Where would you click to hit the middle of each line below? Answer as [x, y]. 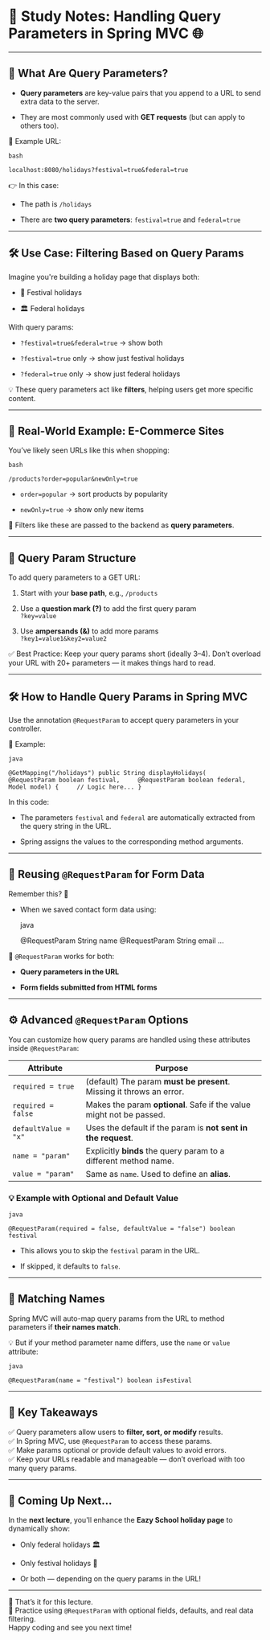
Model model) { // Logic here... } [75, 787]
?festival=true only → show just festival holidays [102, 358]
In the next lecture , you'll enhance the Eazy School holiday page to [121, 1520]
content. [22, 398]
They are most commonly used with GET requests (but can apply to [132, 117]
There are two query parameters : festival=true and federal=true [130, 219]
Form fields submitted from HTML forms [89, 987]
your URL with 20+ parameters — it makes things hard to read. [112, 663]
